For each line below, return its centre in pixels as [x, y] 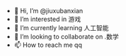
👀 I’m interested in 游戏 [47, 19]
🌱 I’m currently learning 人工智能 [61, 28]
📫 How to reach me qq [48, 45]
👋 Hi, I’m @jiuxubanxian [48, 11]
